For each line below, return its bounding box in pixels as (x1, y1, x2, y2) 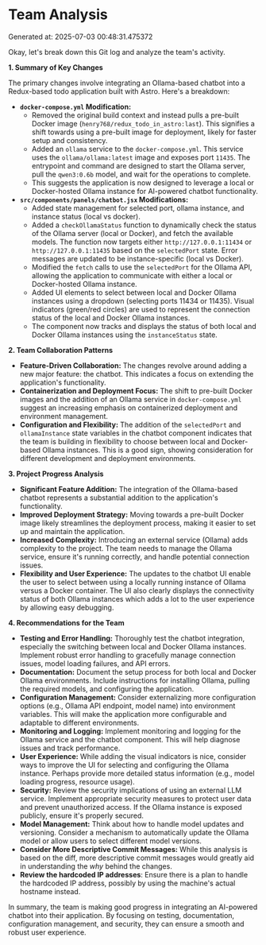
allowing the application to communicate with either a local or (31, 270, 233, 280)
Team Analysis (8, 6, 109, 24)
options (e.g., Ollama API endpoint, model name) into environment (19, 701, 236, 711)
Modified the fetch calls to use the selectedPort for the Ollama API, (31, 262, 253, 272)
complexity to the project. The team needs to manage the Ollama (19, 543, 233, 553)
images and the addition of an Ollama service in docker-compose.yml (19, 394, 242, 404)
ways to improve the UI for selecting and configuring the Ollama (19, 760, 229, 769)
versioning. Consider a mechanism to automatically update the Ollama (19, 827, 249, 837)
